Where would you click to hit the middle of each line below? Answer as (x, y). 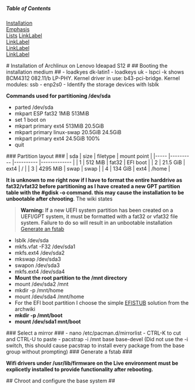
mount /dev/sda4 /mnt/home (49, 296)
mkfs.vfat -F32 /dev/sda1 (45, 246)
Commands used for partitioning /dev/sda (58, 96)
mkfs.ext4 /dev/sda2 (40, 252)
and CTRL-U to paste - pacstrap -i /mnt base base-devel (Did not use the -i (97, 339)
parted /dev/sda (34, 107)
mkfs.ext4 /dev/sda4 (40, 271)
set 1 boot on (30, 119)
